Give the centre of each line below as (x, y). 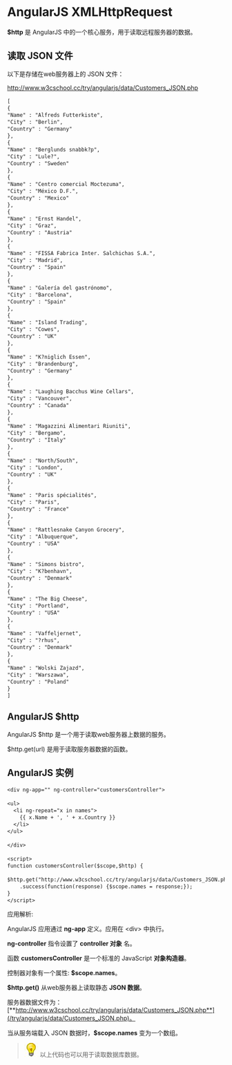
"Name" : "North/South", (43, 460)
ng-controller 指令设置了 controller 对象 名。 (71, 943)
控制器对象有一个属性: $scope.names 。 (64, 973)
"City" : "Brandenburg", (43, 364)
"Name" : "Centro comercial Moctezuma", (66, 184)
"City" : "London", (35, 467)
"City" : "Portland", (38, 605)
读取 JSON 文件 (40, 56)
